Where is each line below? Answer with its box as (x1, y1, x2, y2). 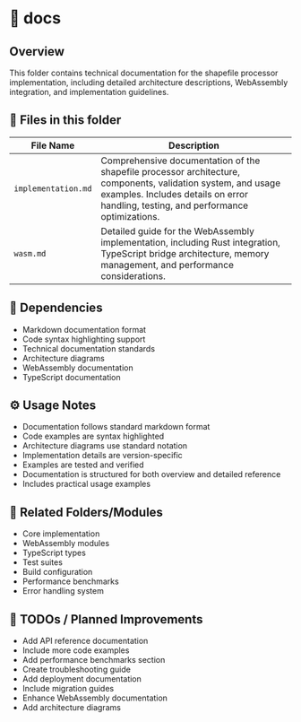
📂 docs (9, 8, 61, 29)
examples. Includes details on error (100, 187, 249, 200)
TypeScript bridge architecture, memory (100, 247, 270, 259)
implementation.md (13, 183, 92, 194)
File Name (30, 139, 75, 152)
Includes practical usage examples (21, 479, 150, 490)
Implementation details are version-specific (21, 450, 184, 461)
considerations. (100, 269, 166, 282)
